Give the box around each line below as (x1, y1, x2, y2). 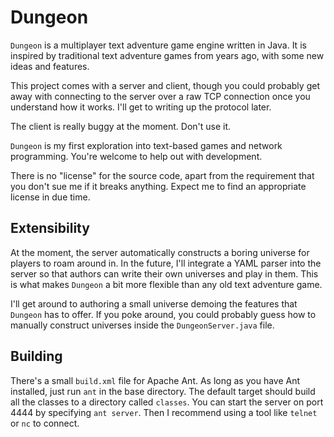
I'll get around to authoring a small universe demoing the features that (10, 297, 298, 310)
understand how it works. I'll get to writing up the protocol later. (10, 101, 272, 113)
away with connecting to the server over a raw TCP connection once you (10, 90, 311, 102)
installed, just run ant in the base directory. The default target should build (10, 385, 316, 397)
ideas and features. (10, 60, 90, 72)
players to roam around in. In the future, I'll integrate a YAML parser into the (10, 257, 322, 269)
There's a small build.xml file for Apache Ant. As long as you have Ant (10, 374, 301, 386)
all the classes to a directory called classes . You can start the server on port (10, 396, 324, 408)
